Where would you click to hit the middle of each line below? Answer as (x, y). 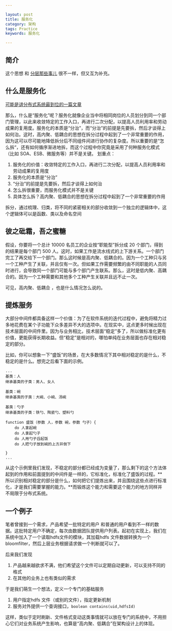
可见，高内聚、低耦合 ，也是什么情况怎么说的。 (55, 288)
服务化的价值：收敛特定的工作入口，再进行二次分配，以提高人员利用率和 (89, 164)
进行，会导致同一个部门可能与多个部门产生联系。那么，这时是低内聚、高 (86, 270)
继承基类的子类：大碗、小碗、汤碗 (36, 397)
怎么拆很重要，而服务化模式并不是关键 (53, 190)
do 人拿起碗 (26, 428)
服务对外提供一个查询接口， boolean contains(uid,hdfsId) (74, 606)
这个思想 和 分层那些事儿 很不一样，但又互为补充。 (59, 73)
